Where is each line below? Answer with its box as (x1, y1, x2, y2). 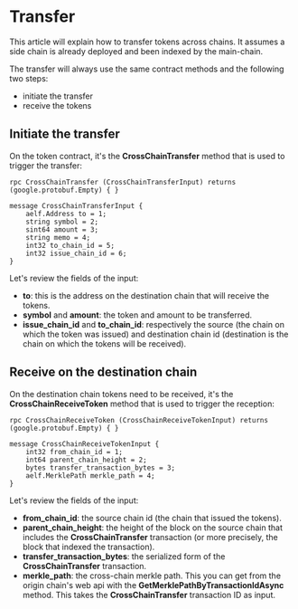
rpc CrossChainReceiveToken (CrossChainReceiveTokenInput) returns (9, 415, 269, 424)
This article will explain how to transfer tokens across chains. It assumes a (9, 36, 285, 47)
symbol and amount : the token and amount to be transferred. (22, 309, 253, 320)
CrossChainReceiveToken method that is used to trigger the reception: (9, 398, 275, 409)
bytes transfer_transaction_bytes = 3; (25, 463, 176, 472)
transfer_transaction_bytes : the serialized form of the (22, 550, 226, 562)
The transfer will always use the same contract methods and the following (9, 63, 284, 74)
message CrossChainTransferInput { (9, 201, 144, 210)
